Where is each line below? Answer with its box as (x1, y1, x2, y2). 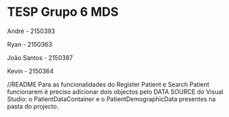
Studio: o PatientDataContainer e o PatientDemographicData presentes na (7, 94, 216, 103)
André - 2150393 (7, 27, 56, 35)
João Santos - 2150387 (7, 53, 73, 62)
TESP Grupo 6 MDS (7, 4, 119, 20)
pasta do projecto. (7, 102, 59, 110)
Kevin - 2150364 (7, 67, 54, 75)
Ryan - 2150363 (7, 40, 53, 48)
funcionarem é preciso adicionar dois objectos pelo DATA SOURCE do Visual (7, 87, 224, 96)
